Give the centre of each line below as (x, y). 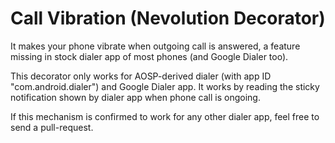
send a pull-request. (52, 127)
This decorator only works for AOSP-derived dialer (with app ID (141, 76)
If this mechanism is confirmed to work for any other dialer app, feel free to (165, 116)
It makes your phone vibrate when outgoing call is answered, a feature (155, 46)
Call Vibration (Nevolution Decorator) (168, 18)
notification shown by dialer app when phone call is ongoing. (135, 97)
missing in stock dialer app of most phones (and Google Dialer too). (149, 56)
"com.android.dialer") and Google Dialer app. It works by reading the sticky (165, 86)
